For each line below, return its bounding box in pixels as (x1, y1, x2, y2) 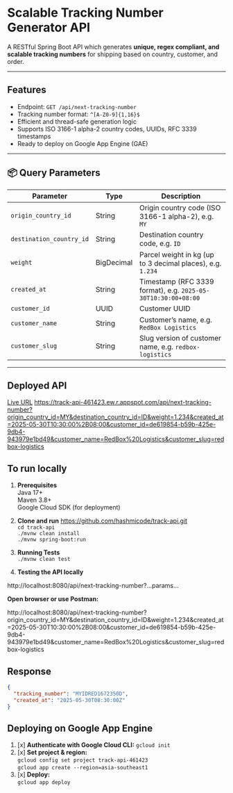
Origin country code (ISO (139, 203, 221, 213)
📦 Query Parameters (7, 167, 101, 179)
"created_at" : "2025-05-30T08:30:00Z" (13, 696, 126, 703)
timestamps (17, 132, 51, 140)
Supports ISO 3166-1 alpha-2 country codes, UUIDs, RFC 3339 (17, 124, 197, 133)
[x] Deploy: (17, 770, 51, 779)
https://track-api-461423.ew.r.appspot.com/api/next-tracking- (34, 398, 212, 407)
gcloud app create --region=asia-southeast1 (17, 765, 148, 771)
